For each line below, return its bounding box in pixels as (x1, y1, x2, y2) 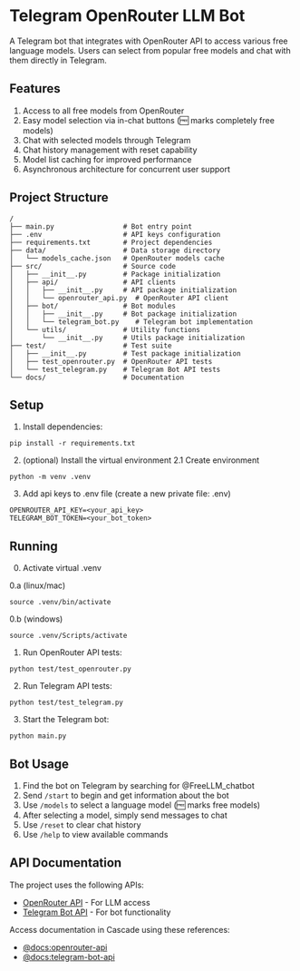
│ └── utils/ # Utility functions (9, 325, 201, 334)
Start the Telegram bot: (22, 714, 110, 725)
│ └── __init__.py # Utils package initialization (9, 333, 246, 342)
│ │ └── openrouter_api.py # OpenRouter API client (9, 293, 229, 302)
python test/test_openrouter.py (9, 664, 131, 674)
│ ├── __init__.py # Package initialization (9, 270, 221, 279)
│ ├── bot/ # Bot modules (9, 301, 177, 310)
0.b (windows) (9, 613, 63, 624)
